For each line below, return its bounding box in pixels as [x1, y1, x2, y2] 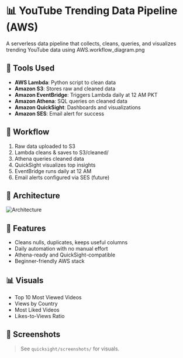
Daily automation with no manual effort [14, 245, 108, 252]
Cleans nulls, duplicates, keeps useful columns [14, 239, 128, 246]
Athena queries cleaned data [14, 155, 85, 162]
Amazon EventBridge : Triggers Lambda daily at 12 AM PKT [14, 91, 158, 98]
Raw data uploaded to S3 [14, 143, 76, 150]
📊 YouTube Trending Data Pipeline [6, 4, 178, 18]
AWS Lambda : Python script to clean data [14, 79, 116, 86]
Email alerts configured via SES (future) [14, 174, 110, 181]
